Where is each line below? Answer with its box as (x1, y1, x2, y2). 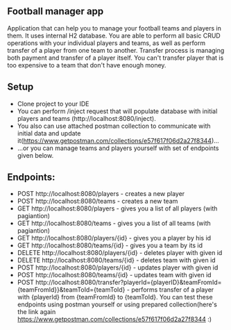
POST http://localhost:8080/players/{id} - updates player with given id (17, 263, 219, 272)
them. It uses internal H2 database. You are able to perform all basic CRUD (7, 31, 221, 40)
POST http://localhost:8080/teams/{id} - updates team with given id (17, 271, 212, 279)
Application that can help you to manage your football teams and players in (7, 24, 222, 32)
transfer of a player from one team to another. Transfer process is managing (7, 46, 225, 54)
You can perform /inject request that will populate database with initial (17, 107, 218, 115)
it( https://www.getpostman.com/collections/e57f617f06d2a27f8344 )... (17, 136, 220, 145)
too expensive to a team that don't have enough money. (7, 60, 166, 69)
